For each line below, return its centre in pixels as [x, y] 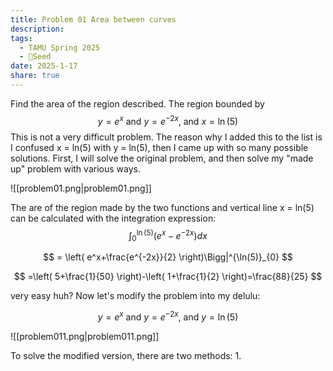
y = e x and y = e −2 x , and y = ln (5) [168, 316]
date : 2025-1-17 [44, 66]
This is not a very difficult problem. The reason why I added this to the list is [166, 137]
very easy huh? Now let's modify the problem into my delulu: [135, 295]
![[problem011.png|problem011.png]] [85, 336]
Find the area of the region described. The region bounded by [137, 103]
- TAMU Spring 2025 [60, 47]
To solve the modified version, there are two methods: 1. [126, 355]
